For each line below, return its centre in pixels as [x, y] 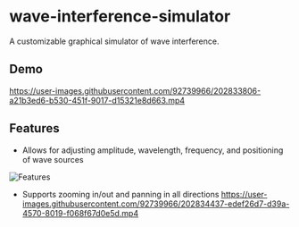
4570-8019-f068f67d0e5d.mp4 [80, 213]
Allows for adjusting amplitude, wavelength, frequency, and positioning [153, 150]
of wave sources [53, 159]
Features [34, 128]
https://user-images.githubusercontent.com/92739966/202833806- [135, 90]
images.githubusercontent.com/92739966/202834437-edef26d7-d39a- [156, 204]
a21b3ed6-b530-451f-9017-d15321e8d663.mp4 [97, 100]
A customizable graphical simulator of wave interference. [114, 41]
